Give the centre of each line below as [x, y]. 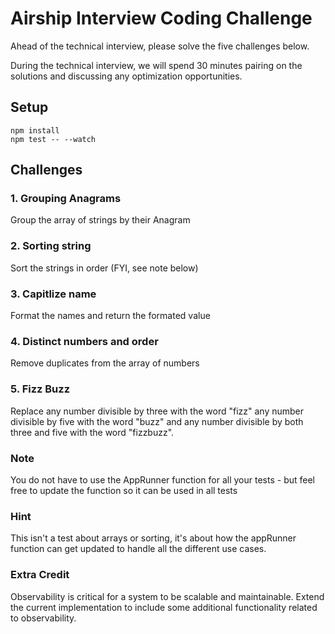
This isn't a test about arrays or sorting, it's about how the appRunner [153, 538]
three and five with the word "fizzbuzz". [92, 432]
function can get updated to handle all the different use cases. [138, 549]
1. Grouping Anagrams [66, 199]
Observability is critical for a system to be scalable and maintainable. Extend [167, 596]
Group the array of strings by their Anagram [100, 220]
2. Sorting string [51, 246]
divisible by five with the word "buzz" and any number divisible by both [157, 421]
